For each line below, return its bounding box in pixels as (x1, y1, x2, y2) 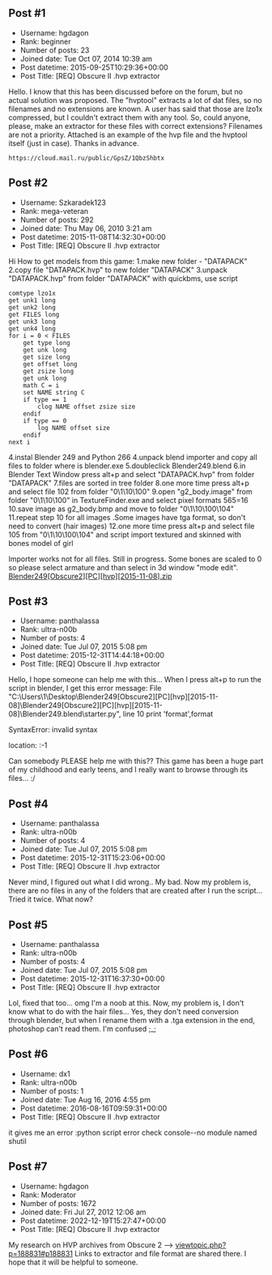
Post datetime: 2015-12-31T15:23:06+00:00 (19, 853, 166, 863)
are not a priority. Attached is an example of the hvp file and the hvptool (8, 130, 249, 139)
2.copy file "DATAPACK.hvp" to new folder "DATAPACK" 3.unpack (8, 265, 228, 275)
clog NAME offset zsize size (37, 403, 136, 411)
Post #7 (8, 1160, 48, 1174)
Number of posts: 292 (19, 215, 95, 224)
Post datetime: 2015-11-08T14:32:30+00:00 (19, 232, 166, 241)
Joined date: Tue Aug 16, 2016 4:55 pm (19, 1094, 151, 1104)
